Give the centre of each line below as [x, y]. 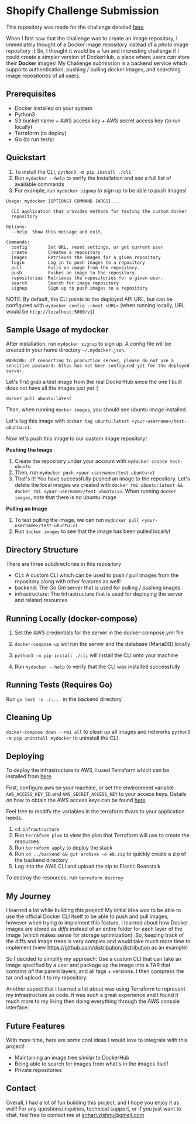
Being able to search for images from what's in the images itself [91, 1064]
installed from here [29, 776]
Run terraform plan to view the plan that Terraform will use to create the [102, 836]
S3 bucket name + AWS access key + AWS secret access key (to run [97, 121]
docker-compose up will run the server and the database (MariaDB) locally [102, 644]
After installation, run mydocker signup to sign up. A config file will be [89, 344]
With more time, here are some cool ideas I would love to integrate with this [97, 1040]
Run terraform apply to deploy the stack [63, 848]
